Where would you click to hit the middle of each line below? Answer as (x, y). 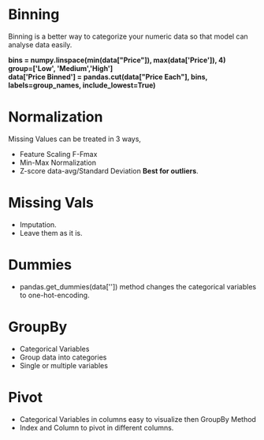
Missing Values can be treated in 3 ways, (75, 139)
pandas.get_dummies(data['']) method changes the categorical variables (138, 286)
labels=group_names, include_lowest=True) (82, 85)
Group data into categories (63, 357)
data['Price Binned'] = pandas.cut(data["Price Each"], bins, (108, 76)
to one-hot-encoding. (54, 295)
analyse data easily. (40, 44)
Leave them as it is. (51, 233)
